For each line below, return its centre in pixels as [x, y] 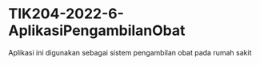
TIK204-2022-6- [66, 14]
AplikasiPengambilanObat [97, 31]
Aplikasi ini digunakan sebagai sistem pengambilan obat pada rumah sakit [130, 52]
